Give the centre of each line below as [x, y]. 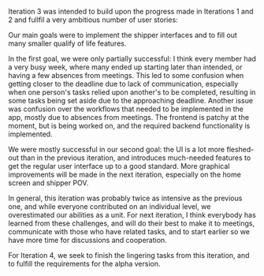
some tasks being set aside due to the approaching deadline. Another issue [131, 101]
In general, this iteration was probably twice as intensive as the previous [125, 198]
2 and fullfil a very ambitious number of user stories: [93, 20]
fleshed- [240, 149]
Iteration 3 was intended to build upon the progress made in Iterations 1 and [131, 11]
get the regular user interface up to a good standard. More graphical [119, 166]
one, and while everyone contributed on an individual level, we [110, 207]
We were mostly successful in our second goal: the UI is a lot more [117, 149]
